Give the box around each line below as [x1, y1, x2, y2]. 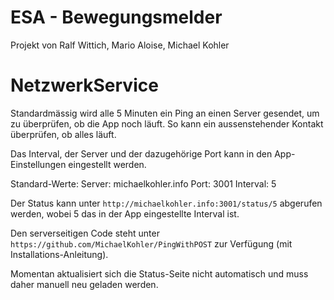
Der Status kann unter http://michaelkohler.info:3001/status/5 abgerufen [10, 197, 323, 209]
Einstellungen [10, 158, 67, 170]
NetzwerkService [10, 74, 159, 97]
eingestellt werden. [68, 158, 147, 170]
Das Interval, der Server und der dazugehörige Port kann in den [10, 147, 273, 160]
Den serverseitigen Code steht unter [10, 227, 160, 239]
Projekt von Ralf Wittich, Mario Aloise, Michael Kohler [10, 39, 230, 51]
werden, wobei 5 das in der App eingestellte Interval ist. [10, 207, 240, 220]
